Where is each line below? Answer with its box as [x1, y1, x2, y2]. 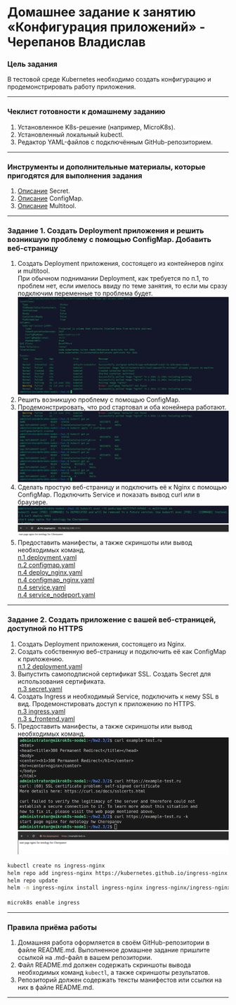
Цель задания [7, 59, 58, 69]
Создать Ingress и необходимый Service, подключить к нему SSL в [17, 692, 219, 700]
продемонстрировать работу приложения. [7, 82, 136, 91]
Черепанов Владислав [7, 34, 146, 50]
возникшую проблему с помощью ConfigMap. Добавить [7, 235, 212, 244]
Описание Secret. [17, 187, 70, 196]
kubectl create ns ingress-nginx [7, 862, 105, 869]
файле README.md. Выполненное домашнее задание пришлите [17, 946, 211, 954]
